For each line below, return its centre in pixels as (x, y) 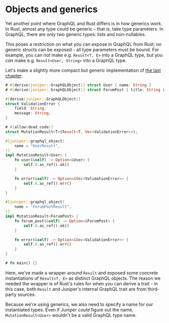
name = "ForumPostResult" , (43, 207)
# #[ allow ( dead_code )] (29, 127)
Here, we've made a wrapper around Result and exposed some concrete (82, 273)
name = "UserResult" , (37, 146)
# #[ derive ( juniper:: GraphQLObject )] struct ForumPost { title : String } (85, 90)
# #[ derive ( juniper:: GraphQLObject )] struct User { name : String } (78, 85)
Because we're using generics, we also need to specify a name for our (79, 304)
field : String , (31, 109)
